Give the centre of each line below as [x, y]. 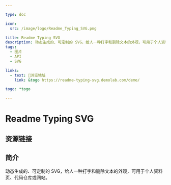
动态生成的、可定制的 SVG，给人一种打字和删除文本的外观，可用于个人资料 [84, 171]
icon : [11, 23]
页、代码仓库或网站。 [27, 177]
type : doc [16, 14]
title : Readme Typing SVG [33, 38]
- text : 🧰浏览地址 [28, 75]
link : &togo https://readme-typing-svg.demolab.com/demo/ [77, 80]
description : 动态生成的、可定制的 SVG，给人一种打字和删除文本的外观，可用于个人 [83, 42]
